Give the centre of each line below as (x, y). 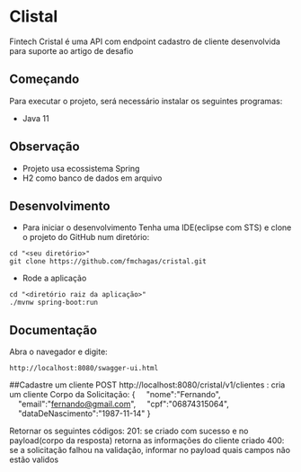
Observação (44, 147)
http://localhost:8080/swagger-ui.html (84, 369)
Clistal (34, 17)
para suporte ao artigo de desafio (71, 50)
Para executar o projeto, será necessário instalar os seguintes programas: (146, 101)
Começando (44, 80)
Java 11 (35, 118)
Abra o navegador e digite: (58, 352)
